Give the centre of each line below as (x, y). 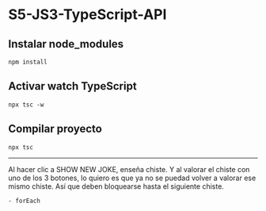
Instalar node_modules (66, 44)
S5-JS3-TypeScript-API (87, 15)
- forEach (25, 201)
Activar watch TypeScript (72, 86)
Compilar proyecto (55, 129)
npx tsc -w (26, 105)
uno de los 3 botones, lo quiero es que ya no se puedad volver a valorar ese (132, 178)
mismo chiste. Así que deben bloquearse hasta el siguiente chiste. (116, 186)
